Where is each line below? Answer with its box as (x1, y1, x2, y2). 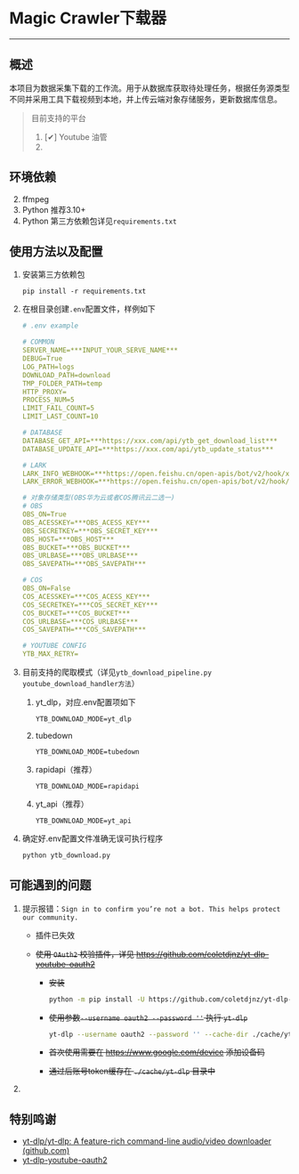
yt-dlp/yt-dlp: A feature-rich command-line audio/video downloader (21, 1136, 271, 1146)
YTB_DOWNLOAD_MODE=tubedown (35, 748, 140, 757)
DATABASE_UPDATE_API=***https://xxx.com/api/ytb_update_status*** (21, 444, 274, 454)
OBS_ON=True (21, 510, 67, 519)
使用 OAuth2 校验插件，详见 (35, 949, 135, 959)
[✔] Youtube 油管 (44, 131, 109, 142)
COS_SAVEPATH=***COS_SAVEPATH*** (21, 625, 147, 635)
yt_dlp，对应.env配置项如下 (35, 697, 136, 708)
